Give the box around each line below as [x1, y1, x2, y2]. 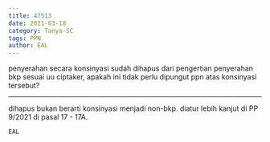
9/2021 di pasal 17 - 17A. [8, 112, 88, 122]
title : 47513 [8, 11, 52, 20]
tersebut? [8, 81, 40, 91]
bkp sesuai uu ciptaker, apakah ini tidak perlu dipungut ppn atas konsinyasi [8, 72, 257, 82]
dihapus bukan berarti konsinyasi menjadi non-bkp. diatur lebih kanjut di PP [8, 103, 259, 113]
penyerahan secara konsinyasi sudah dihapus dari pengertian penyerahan [8, 63, 254, 73]
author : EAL [8, 42, 48, 50]
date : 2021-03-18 [8, 19, 67, 27]
